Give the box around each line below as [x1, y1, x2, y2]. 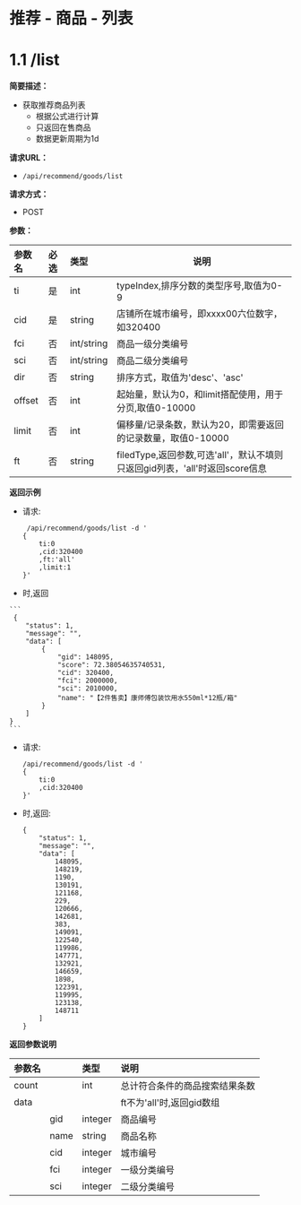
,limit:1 [39, 563, 72, 572]
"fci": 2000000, [56, 676, 118, 686]
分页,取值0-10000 [116, 402, 196, 414]
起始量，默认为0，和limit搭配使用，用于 [116, 388, 284, 401]
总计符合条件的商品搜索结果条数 [120, 1079, 255, 1092]
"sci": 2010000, [56, 684, 118, 693]
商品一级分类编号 [116, 338, 189, 351]
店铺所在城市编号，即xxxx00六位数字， [116, 308, 283, 320]
